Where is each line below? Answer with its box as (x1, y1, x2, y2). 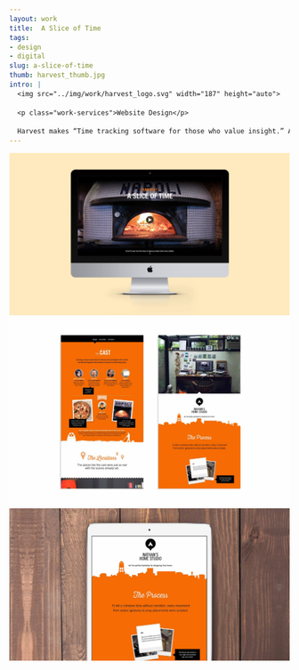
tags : (9, 33, 29, 42)
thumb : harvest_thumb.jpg (9, 71, 105, 80)
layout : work (9, 14, 58, 23)
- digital (9, 52, 46, 61)
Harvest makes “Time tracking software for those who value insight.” (17, 127, 285, 136)
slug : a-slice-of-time (9, 61, 93, 70)
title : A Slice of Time (9, 23, 101, 33)
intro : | (9, 80, 42, 89)
